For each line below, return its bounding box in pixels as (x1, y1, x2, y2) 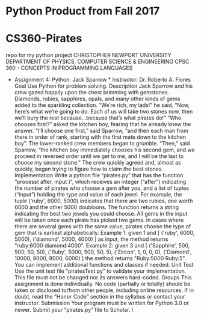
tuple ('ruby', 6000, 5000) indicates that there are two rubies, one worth (14, 197, 193, 205)
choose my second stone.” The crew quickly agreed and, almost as (14, 159, 181, 166)
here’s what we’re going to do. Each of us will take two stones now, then (14, 108, 193, 115)
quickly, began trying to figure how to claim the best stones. (14, 165, 164, 172)
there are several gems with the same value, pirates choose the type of (14, 223, 191, 230)
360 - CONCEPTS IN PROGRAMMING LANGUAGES (5, 64, 133, 71)
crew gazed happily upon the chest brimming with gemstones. (14, 89, 170, 96)
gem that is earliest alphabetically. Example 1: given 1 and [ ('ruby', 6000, (14, 229, 195, 237)
